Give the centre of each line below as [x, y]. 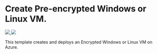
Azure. [12, 47]
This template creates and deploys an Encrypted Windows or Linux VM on [79, 42]
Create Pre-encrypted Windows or [76, 9]
